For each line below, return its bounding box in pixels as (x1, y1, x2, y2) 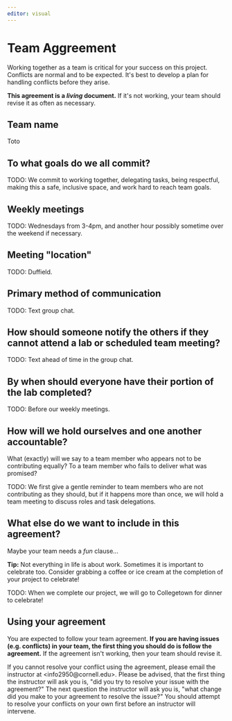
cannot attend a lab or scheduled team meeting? (7, 338, 220, 349)
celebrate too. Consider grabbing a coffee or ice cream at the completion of (7, 567, 224, 576)
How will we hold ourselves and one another (7, 425, 202, 437)
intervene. (7, 706, 36, 715)
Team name (7, 119, 59, 131)
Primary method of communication (7, 288, 161, 299)
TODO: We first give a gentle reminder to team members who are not (7, 483, 204, 491)
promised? (7, 470, 37, 478)
